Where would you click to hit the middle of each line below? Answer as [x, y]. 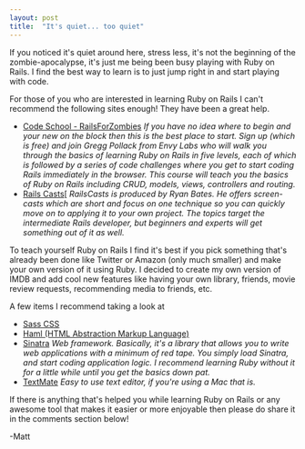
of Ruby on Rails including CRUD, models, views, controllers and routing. [159, 184]
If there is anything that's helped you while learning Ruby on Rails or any [145, 399]
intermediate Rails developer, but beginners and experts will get [142, 223]
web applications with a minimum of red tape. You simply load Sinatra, [156, 353]
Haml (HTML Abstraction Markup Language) [106, 334]
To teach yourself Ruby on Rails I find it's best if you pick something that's [148, 250]
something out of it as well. [73, 232]
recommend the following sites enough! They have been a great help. [140, 108]
